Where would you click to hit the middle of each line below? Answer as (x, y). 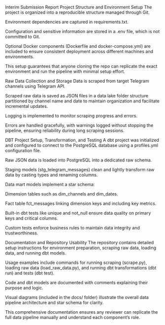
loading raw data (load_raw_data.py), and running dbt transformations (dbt (81, 268)
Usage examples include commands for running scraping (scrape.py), (76, 262)
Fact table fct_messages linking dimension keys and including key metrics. (81, 203)
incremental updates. (27, 106)
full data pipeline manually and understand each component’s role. (73, 317)
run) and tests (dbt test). (30, 273)
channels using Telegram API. (35, 86)
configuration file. (23, 150)
